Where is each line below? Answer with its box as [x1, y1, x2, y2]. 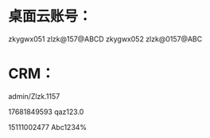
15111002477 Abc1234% [8, 122, 87, 132]
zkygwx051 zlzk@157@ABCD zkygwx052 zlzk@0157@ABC [8, 34, 203, 44]
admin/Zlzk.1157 [8, 91, 60, 101]
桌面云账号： [8, 7, 93, 26]
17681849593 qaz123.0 [8, 107, 84, 116]
